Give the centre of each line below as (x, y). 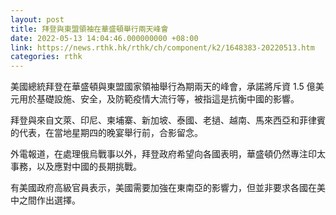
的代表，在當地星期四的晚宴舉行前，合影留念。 (106, 133)
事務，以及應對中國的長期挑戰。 (76, 167)
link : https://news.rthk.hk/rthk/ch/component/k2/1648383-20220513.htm (162, 47)
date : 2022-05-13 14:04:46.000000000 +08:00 (104, 38)
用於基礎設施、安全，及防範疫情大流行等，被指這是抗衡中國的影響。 (159, 99)
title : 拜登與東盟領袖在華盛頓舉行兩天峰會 (89, 29)
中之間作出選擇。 (45, 200)
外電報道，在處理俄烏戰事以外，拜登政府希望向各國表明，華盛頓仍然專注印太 (168, 154)
